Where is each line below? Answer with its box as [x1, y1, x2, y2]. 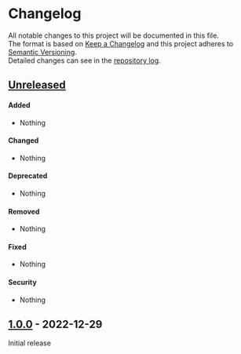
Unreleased [8, 78, 67, 92]
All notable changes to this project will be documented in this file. [8, 31, 220, 40]
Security [8, 277, 37, 286]
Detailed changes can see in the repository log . [8, 56, 161, 65]
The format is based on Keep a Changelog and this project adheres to [8, 38, 234, 48]
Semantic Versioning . [8, 47, 77, 57]
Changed [8, 136, 39, 145]
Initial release [8, 338, 51, 348]
